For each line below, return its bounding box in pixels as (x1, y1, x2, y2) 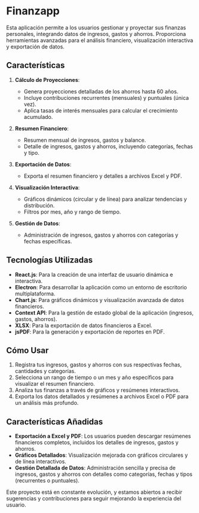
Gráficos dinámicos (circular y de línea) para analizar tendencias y (23, 196, 187, 203)
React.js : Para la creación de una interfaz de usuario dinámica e (14, 271, 173, 278)
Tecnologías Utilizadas (6, 255, 93, 265)
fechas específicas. (23, 237, 72, 245)
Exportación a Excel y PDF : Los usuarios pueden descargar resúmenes (14, 432, 191, 440)
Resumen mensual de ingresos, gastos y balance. (23, 136, 146, 143)
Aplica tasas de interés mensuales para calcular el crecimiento (23, 106, 178, 114)
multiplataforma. (14, 290, 56, 297)
